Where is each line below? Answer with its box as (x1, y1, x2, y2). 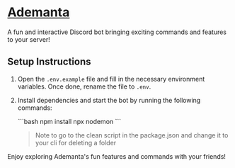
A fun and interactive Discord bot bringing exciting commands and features (7, 28, 227, 36)
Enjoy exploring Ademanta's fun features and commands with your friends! (7, 152, 227, 160)
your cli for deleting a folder (35, 138, 117, 147)
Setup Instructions (7, 56, 91, 68)
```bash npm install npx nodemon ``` (17, 117, 122, 125)
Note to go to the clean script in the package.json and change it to (35, 130, 229, 139)
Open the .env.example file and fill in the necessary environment (17, 74, 205, 83)
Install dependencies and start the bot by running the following (17, 96, 201, 104)
